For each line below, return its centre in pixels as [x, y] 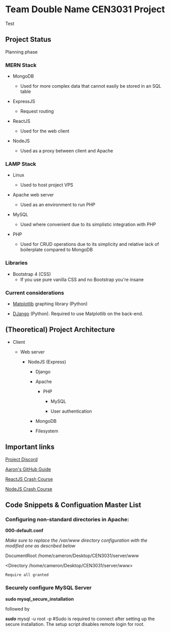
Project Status [29, 40]
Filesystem [47, 431]
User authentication [71, 411]
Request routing [37, 111]
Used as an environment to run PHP [58, 205]
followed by [18, 609]
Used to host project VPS [47, 185]
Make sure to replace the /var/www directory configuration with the [76, 540]
